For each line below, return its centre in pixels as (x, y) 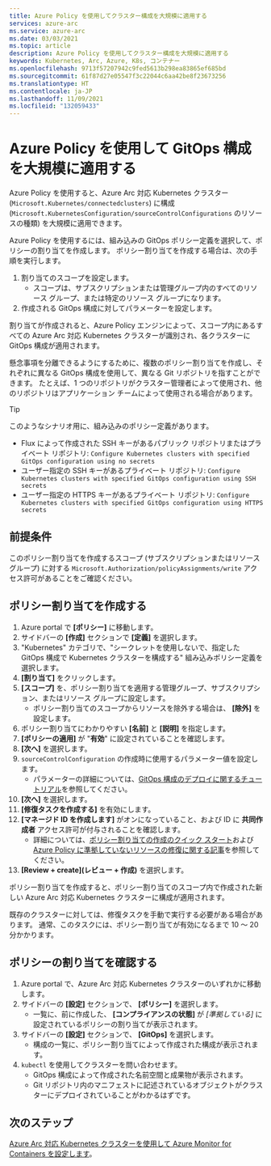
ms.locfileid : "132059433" (54, 106)
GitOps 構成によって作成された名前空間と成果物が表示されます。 (140, 1075)
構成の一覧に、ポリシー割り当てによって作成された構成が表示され (142, 1044)
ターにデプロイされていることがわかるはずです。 (114, 1095)
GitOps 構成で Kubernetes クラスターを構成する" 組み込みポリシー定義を (142, 657)
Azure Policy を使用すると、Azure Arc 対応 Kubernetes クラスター (119, 193)
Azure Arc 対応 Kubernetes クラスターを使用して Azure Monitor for (121, 1144)
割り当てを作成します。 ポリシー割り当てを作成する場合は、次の (144, 251)
